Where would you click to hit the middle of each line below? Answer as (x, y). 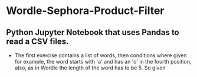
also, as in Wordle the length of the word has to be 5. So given (90, 68)
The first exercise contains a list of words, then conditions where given (101, 55)
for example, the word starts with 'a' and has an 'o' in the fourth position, (103, 62)
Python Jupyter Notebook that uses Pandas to (93, 32)
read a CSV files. (37, 41)
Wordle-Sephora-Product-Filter (85, 11)
